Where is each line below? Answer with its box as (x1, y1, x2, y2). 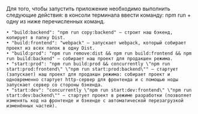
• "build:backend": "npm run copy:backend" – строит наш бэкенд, (6, 29, 173, 35)
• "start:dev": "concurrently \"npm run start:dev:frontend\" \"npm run (6, 87, 192, 93)
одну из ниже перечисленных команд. (6, 18, 105, 25)
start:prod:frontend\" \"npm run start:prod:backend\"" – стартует (6, 66, 179, 72)
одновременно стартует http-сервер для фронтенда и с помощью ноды (6, 77, 179, 83)
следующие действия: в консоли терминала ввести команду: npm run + (6, 11, 191, 19)
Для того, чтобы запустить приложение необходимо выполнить (6, 5, 171, 12)
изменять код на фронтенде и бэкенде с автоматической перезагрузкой (6, 98, 184, 104)
